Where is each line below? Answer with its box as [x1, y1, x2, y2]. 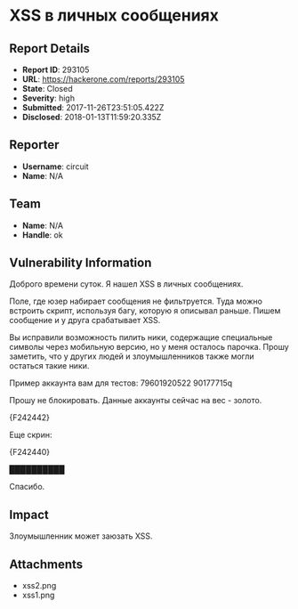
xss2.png [21, 581, 57, 591]
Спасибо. [9, 482, 45, 492]
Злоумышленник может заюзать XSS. [9, 531, 153, 541]
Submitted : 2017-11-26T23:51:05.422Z [21, 102, 165, 112]
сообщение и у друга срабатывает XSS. [9, 315, 161, 326]
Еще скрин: [9, 429, 52, 441]
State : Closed [21, 84, 73, 93]
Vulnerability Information [9, 256, 152, 271]
